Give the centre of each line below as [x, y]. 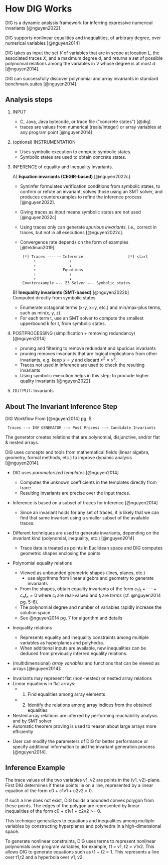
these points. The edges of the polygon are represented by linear [72, 805]
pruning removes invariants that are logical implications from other [89, 353]
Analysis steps [29, 100]
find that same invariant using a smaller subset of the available [85, 518]
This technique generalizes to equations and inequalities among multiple [80, 821]
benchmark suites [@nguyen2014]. [41, 84]
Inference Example [35, 768]
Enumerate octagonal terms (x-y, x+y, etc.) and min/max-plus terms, [91, 307]
